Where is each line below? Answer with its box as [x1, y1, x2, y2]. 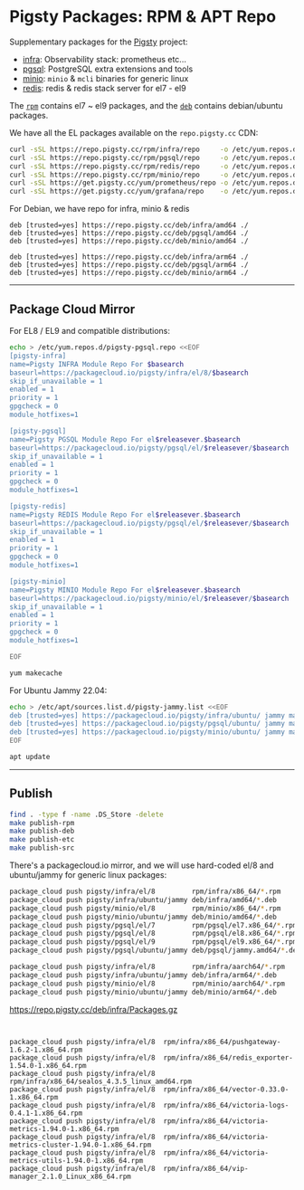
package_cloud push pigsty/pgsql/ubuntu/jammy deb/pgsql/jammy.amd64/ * [9, 946, 285, 956]
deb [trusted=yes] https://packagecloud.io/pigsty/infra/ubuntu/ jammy [9, 710, 285, 720]
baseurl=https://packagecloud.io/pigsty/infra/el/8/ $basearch [9, 368, 249, 377]
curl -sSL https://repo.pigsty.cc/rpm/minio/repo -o [9, 170, 229, 179]
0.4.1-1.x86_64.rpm [9, 1109, 83, 1118]
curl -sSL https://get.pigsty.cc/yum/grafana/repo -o [9, 187, 229, 196]
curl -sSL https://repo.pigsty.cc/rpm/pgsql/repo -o [9, 153, 229, 162]
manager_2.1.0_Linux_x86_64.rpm [9, 1172, 131, 1181]
